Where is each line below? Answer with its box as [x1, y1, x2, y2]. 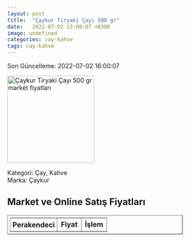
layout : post [7, 10, 45, 17]
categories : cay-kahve [7, 36, 73, 43]
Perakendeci [13, 220, 56, 229]
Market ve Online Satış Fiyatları [7, 196, 146, 208]
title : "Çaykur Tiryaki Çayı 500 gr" [7, 17, 120, 24]
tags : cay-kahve [7, 43, 54, 50]
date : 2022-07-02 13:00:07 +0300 [7, 23, 111, 30]
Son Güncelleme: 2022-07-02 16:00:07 [7, 62, 120, 70]
